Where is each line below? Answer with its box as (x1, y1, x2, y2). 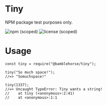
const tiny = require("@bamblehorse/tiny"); (5, 61, 96, 66)
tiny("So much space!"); (5, 70, 55, 75)
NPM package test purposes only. (5, 19, 73, 25)
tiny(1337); (5, 82, 29, 87)
